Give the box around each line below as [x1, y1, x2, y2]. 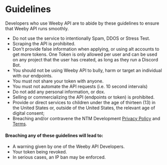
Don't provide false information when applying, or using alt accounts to [12, 46, 159, 52]
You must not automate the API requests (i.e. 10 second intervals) [12, 83, 148, 89]
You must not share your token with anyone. [12, 78, 104, 84]
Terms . [12, 121, 28, 127]
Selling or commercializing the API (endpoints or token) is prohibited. [12, 94, 155, 100]
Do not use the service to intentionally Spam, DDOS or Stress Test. [12, 35, 150, 41]
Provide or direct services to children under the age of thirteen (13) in [12, 99, 156, 105]
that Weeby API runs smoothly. [5, 25, 69, 31]
